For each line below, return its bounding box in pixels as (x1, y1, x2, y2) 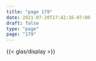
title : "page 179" (6, 8, 53, 15)
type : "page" (6, 25, 39, 32)
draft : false (6, 20, 39, 26)
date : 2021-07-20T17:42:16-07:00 (6, 14, 91, 21)
